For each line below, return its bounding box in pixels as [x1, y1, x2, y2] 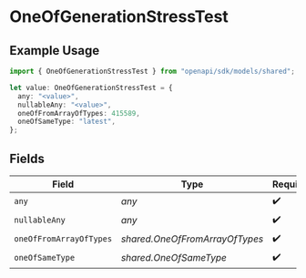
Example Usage [9, 43, 100, 58]
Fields [9, 150, 46, 166]
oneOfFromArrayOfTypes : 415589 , [17, 108, 141, 118]
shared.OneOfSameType [120, 252, 228, 264]
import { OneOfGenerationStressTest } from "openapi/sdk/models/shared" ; [9, 67, 296, 76]
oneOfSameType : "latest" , [17, 117, 117, 127]
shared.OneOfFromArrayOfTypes [120, 232, 264, 245]
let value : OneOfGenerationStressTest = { [9, 83, 173, 92]
